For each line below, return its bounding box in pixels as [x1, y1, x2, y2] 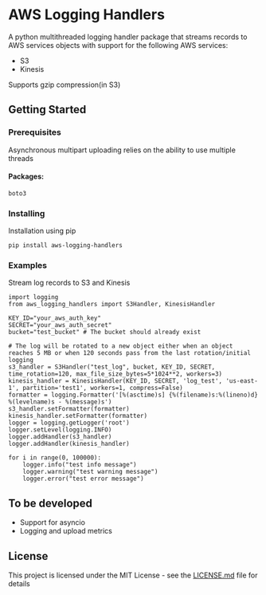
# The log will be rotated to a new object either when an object [8, 342, 233, 350]
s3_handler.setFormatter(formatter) [8, 405, 130, 413]
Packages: [8, 171, 45, 181]
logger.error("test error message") [22, 475, 145, 483]
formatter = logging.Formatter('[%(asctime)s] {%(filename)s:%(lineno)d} [8, 391, 259, 400]
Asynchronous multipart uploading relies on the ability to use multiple [8, 145, 237, 155]
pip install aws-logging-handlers [8, 242, 123, 250]
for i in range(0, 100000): [8, 454, 102, 462]
